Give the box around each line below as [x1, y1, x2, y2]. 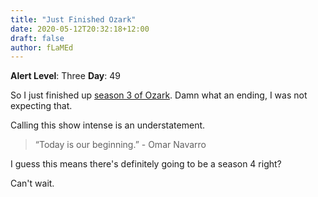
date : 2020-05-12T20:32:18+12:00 [10, 24, 150, 34]
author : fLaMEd [10, 42, 74, 53]
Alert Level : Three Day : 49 [10, 70, 122, 82]
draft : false [10, 33, 65, 43]
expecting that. [10, 100, 73, 112]
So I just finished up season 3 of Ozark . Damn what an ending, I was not [10, 89, 308, 101]
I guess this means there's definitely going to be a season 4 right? [10, 158, 282, 170]
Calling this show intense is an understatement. [10, 119, 206, 131]
